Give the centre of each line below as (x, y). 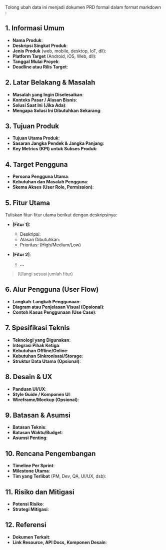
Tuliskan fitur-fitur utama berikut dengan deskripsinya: (61, 215)
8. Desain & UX (29, 377)
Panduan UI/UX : (29, 389)
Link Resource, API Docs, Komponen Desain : (60, 542)
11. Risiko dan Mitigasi (40, 492)
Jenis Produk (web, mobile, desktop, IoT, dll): (59, 51)
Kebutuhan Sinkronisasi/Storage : (48, 356)
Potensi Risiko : (28, 504)
